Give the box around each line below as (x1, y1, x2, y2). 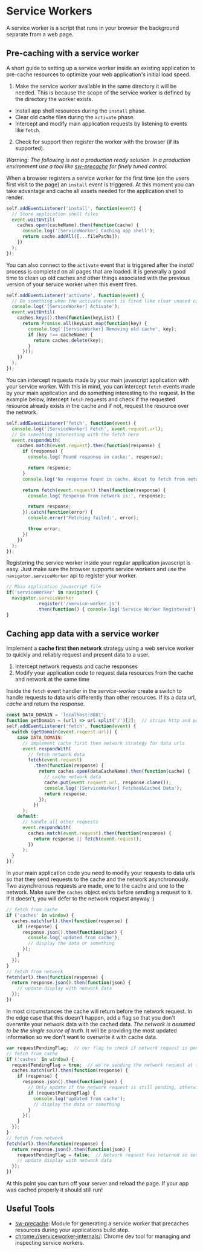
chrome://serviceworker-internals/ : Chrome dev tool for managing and (14, 1233, 190, 1240)
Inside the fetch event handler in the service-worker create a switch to (6, 687, 182, 695)
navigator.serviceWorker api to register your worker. (6, 572, 138, 579)
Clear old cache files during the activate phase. (14, 113, 135, 120)
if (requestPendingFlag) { (28, 1090, 96, 1096)
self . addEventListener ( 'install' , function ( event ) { (6, 205, 142, 211)
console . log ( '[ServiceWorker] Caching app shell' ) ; (22, 228, 155, 234)
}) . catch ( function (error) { (22, 510, 94, 516)
